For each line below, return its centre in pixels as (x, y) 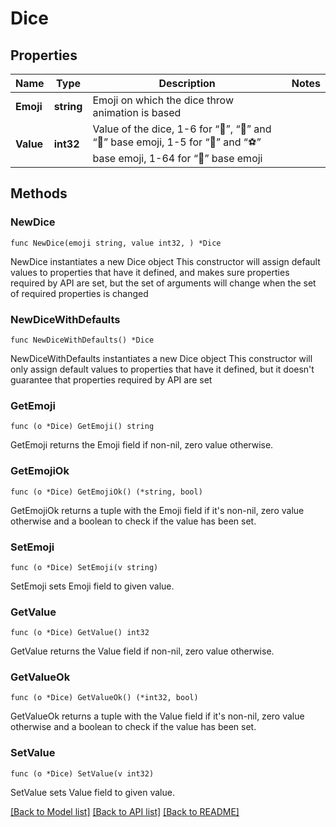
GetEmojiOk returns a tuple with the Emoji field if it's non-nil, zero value (157, 510)
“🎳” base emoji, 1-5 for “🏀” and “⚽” (177, 142)
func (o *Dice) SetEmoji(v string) (84, 567)
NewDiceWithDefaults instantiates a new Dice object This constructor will (161, 358)
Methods (39, 193)
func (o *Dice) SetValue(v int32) (82, 773)
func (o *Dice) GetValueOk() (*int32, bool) (104, 698)
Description (187, 83)
